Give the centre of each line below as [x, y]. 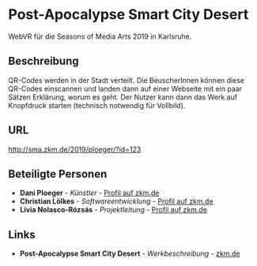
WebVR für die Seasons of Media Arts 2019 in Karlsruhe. [100, 36]
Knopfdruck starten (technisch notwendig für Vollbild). [97, 105]
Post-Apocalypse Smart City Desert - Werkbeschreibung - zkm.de [130, 253]
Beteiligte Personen [58, 174]
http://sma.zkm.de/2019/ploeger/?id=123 [75, 149]
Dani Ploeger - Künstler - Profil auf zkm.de [89, 193]
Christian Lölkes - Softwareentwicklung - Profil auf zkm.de [116, 201]
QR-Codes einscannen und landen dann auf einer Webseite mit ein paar [125, 88]
